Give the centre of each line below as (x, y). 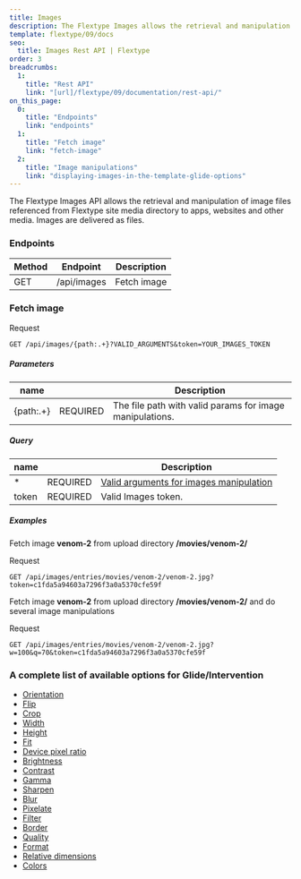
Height (34, 733)
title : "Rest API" (60, 84)
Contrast (39, 771)
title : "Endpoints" (62, 117)
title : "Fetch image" (65, 142)
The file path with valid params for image (198, 405)
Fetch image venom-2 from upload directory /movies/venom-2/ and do (142, 602)
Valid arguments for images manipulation (187, 482)
